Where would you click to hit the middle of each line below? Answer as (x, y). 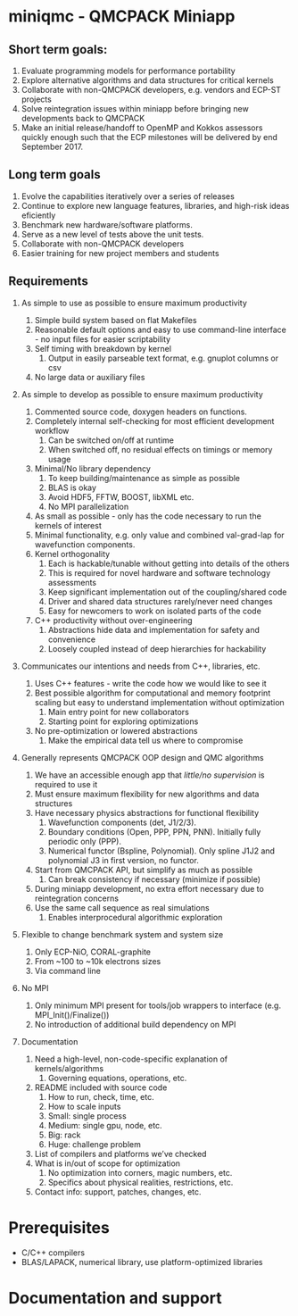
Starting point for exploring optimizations (123, 721)
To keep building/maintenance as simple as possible (144, 478)
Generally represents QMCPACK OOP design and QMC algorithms (142, 757)
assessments (72, 582)
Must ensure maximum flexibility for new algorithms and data (147, 794)
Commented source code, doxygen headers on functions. (141, 412)
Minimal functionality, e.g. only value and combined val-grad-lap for (159, 535)
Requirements (48, 282)
